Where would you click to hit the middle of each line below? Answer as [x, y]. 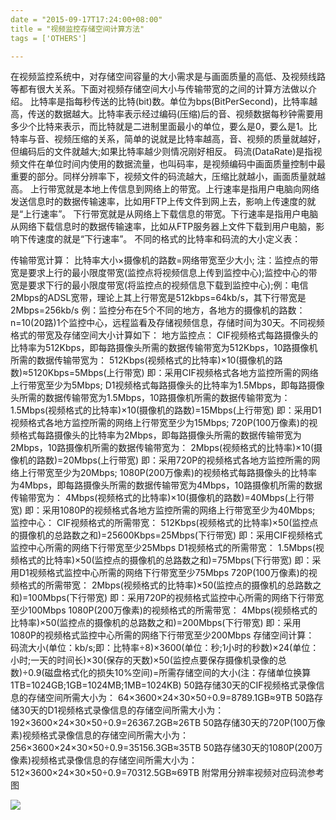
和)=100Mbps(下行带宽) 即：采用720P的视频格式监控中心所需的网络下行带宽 [167, 598]
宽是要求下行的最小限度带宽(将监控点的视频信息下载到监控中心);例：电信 [159, 285]
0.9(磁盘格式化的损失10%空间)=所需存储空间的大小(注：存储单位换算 [170, 673]
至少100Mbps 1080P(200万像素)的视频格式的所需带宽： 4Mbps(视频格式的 [164, 610]
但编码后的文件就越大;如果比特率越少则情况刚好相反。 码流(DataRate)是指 [162, 152]
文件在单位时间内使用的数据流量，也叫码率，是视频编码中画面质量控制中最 [172, 164]
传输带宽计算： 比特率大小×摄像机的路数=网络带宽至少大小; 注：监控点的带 [164, 260]
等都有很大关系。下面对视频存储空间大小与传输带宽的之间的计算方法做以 [159, 89]
